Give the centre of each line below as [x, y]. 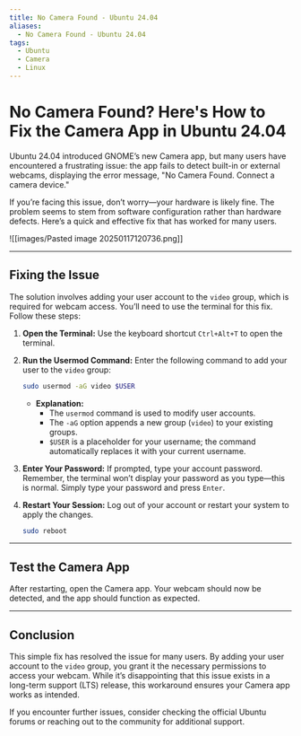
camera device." [39, 184]
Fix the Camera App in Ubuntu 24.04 [148, 131]
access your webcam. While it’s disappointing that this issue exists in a [140, 675]
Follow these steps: [45, 316]
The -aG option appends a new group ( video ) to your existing [161, 422]
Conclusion [42, 635]
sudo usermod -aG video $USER [79, 386]
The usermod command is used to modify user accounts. [152, 413]
